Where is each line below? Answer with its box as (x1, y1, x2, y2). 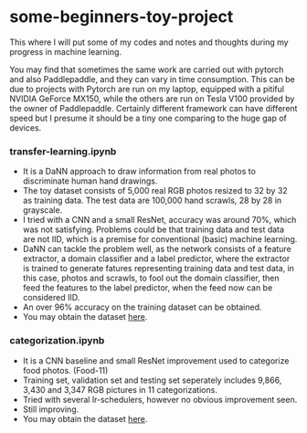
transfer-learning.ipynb (9, 144, 117, 157)
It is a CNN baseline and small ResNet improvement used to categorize (22, 354, 290, 366)
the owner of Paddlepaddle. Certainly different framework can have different (9, 102, 298, 113)
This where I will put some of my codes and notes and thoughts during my (9, 37, 290, 48)
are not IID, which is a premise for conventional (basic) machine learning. (22, 234, 298, 245)
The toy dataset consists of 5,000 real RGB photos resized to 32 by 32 (22, 185, 288, 196)
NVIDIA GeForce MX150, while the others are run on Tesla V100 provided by (9, 93, 295, 104)
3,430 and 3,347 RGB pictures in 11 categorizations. (22, 384, 217, 395)
